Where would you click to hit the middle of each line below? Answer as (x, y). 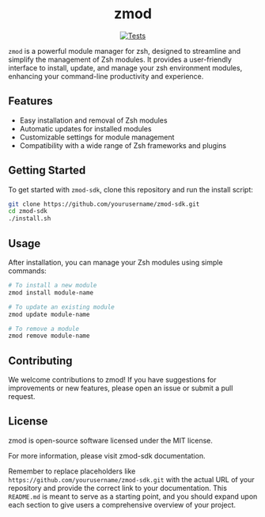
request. (22, 397)
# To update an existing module (61, 307)
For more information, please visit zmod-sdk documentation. (107, 455)
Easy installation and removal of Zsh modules (93, 120)
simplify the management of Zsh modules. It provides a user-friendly (120, 59)
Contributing (40, 361)
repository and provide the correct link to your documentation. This (118, 488)
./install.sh (30, 219)
